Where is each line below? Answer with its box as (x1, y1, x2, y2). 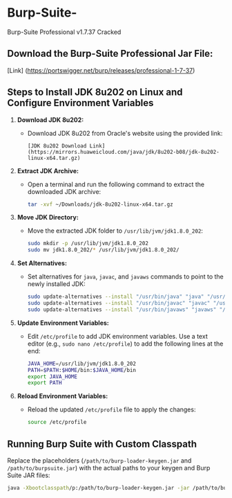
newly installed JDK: (27, 280, 86, 288)
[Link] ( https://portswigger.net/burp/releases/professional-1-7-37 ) (7, 66, 195, 74)
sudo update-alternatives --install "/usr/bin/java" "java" (27, 293, 204, 301)
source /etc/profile (27, 419, 87, 426)
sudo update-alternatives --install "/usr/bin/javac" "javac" (27, 300, 211, 307)
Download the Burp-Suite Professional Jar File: (7, 48, 213, 60)
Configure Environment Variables (7, 97, 154, 109)
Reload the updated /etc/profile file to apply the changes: (27, 405, 196, 413)
